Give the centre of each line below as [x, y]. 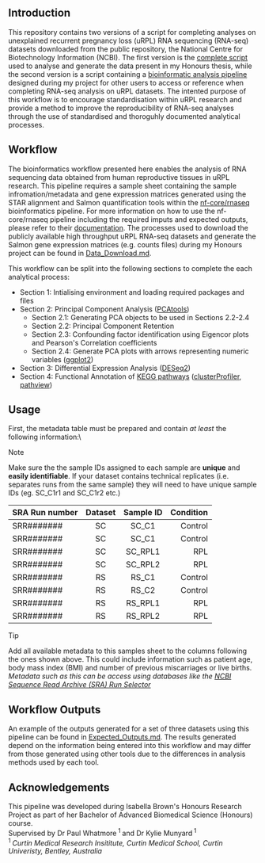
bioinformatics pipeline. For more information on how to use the [112, 211]
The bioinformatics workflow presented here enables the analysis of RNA [127, 169]
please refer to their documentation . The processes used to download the [129, 227]
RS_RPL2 [143, 616]
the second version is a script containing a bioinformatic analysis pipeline [128, 74]
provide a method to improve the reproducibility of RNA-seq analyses [121, 108]
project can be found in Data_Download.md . [80, 253]
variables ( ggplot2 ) [62, 359]
